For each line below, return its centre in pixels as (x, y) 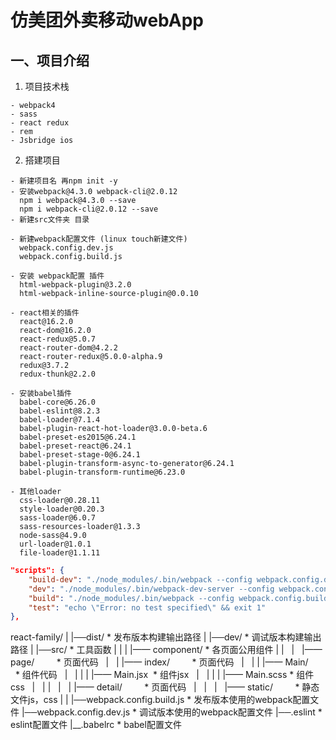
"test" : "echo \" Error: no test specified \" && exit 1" (147, 607)
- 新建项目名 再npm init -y (64, 181)
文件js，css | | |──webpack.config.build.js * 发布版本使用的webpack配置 (160, 700)
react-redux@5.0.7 (58, 339)
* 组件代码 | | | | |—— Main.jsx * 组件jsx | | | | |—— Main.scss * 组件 (164, 675)
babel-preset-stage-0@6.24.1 (80, 455)
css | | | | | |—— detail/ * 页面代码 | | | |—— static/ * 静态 (165, 687)
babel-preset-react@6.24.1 (75, 446)
